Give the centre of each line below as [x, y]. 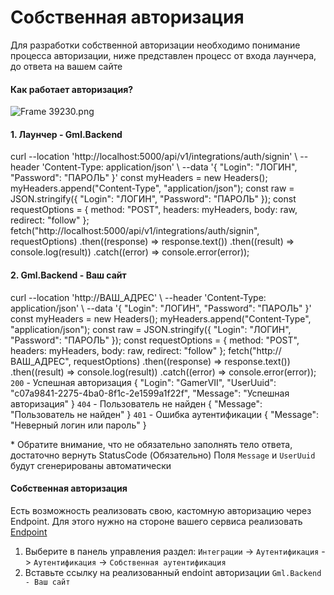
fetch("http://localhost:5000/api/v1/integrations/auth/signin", [135, 231]
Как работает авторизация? [72, 89]
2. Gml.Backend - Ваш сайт [68, 275]
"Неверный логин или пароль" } [78, 425]
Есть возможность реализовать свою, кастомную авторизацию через [161, 510]
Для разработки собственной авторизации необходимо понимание [155, 45]
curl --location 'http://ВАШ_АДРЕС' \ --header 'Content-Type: [138, 297]
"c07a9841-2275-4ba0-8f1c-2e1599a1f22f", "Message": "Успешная [150, 393]
